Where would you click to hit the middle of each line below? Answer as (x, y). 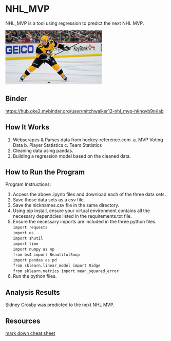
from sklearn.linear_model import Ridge (56, 266)
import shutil (28, 239)
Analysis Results (33, 292)
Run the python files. (35, 276)
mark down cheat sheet (30, 333)
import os (23, 233)
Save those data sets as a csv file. (49, 200)
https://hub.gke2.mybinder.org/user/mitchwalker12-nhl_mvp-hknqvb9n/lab (84, 111)
